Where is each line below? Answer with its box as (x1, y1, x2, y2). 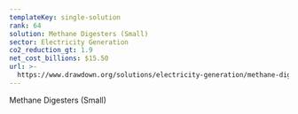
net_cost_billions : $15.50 (9, 54, 109, 63)
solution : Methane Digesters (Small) (9, 29, 149, 38)
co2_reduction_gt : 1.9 (9, 46, 93, 55)
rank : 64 (9, 21, 42, 30)
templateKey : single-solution (9, 12, 122, 22)
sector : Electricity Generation (9, 37, 129, 47)
